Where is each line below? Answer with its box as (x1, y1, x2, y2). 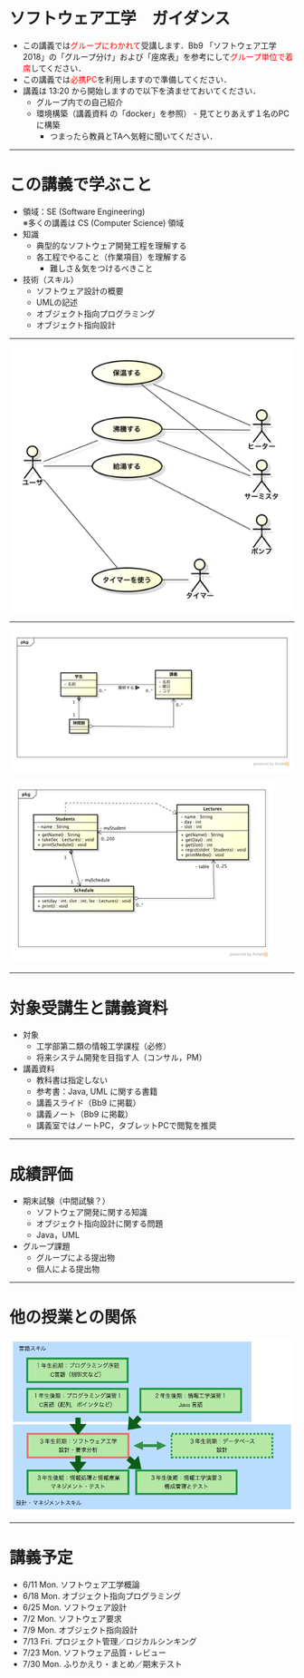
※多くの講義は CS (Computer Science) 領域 (22, 217, 185, 228)
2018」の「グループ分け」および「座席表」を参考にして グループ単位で (22, 51, 286, 62)
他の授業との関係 (9, 1307, 137, 1328)
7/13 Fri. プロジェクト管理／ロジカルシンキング (22, 1636, 197, 1647)
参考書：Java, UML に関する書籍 (35, 1086, 158, 1098)
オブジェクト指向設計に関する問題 (35, 1218, 164, 1229)
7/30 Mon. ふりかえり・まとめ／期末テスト (22, 1659, 183, 1670)
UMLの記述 (35, 297, 79, 307)
